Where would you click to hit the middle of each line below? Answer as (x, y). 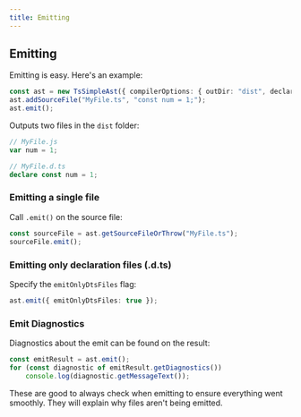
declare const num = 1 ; (54, 174)
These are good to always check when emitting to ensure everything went (146, 393)
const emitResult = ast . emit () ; (69, 360)
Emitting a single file (55, 198)
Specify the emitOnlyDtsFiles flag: (73, 284)
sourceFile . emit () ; (46, 242)
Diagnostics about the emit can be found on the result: (110, 343)
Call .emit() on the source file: (66, 217)
